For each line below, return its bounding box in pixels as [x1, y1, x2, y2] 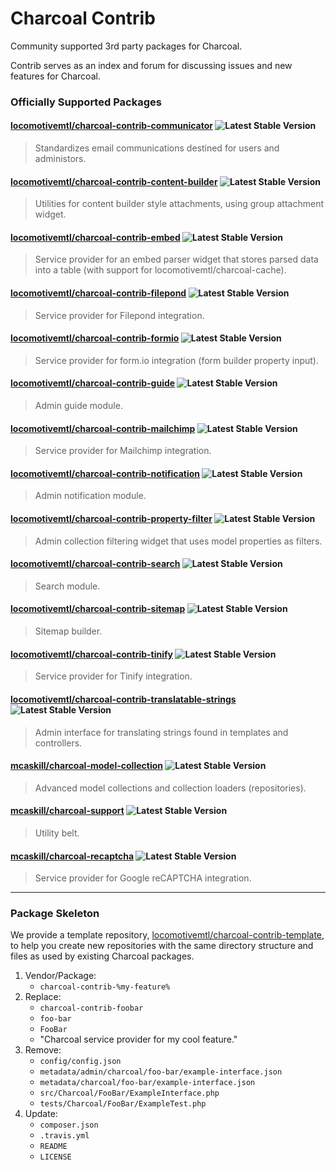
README [39, 1142, 68, 1152]
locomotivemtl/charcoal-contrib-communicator [10, 120, 213, 132]
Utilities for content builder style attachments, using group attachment [34, 198, 324, 210]
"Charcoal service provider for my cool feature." [39, 1033, 238, 1046]
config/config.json [39, 1057, 122, 1067]
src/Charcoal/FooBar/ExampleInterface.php [39, 1088, 220, 1099]
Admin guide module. [34, 400, 123, 412]
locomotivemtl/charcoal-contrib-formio [10, 332, 180, 344]
